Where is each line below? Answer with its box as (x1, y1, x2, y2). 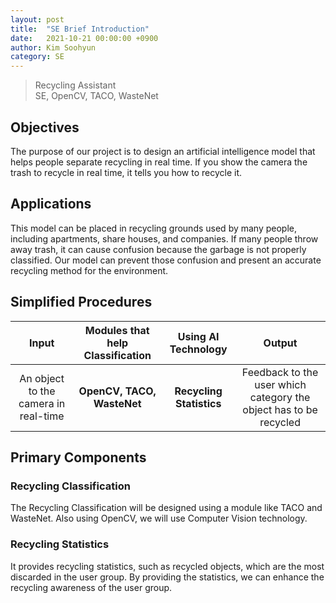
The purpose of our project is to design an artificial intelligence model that (10, 145, 316, 157)
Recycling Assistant (34, 79, 117, 91)
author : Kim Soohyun (10, 42, 97, 53)
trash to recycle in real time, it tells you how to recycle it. (10, 166, 243, 178)
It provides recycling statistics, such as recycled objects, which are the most (10, 560, 325, 572)
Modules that (84, 323, 150, 337)
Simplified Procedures (10, 294, 153, 311)
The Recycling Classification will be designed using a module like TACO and (10, 502, 323, 514)
